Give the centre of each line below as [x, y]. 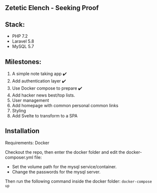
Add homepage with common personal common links [65, 106]
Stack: [15, 24]
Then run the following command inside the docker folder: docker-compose [78, 181]
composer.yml [19, 157]
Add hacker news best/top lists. [43, 95]
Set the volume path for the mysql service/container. [64, 166]
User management [30, 100]
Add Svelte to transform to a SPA [45, 116]
